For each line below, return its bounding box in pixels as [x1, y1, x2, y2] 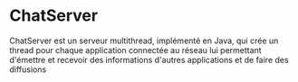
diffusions [9, 64, 47, 75]
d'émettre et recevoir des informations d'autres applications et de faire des [9, 54, 289, 65]
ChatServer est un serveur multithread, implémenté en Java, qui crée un [9, 35, 279, 46]
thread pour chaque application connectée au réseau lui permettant [9, 44, 262, 55]
